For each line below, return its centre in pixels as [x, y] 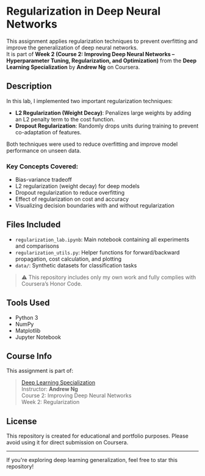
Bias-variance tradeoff [43, 180]
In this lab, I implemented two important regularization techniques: [89, 101]
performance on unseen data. [44, 150]
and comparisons [37, 246]
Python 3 [27, 317]
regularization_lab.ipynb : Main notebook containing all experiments [102, 239]
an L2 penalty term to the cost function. [65, 119]
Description [29, 86]
